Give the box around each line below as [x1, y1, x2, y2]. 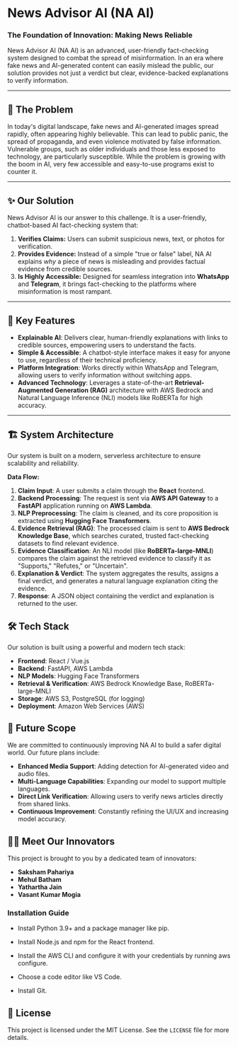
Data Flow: [7, 472, 40, 481]
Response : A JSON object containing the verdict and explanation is [17, 591, 215, 600]
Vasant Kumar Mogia [17, 891, 81, 899]
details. [7, 1034, 29, 1042]
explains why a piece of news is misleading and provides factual [17, 257, 205, 266]
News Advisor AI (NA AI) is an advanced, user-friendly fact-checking [7, 46, 209, 55]
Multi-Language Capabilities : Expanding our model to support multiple [17, 777, 227, 786]
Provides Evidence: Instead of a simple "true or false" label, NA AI [17, 250, 212, 258]
